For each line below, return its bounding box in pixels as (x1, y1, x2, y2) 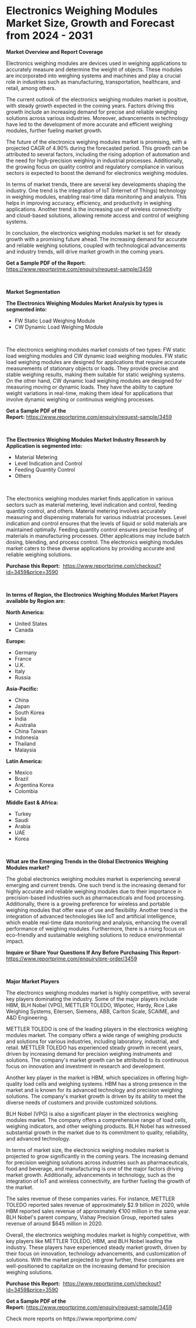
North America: (6, 609, 45, 616)
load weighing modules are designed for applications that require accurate (6, 358, 186, 365)
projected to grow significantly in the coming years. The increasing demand (6, 1152, 188, 1159)
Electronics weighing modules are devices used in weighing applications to (6, 60, 187, 67)
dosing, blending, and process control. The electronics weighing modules (6, 538, 183, 545)
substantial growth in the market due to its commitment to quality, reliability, (6, 1128, 188, 1136)
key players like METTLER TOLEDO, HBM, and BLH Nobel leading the (6, 1237, 173, 1244)
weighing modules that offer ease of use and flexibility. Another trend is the (6, 906, 188, 914)
